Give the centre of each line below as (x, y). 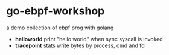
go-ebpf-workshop (56, 11)
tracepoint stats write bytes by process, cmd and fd (80, 45)
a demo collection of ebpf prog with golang (60, 27)
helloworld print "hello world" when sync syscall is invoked (89, 39)
